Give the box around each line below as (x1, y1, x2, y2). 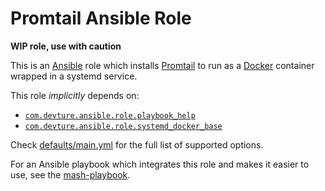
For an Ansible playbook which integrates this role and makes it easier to (10, 158, 310, 170)
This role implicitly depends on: (10, 89, 140, 101)
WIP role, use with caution (10, 40, 122, 52)
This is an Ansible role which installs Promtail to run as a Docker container (10, 59, 315, 71)
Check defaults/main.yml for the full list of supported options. (10, 138, 264, 151)
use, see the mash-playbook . (10, 168, 131, 181)
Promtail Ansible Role (10, 7, 192, 30)
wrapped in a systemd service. (10, 70, 138, 82)
